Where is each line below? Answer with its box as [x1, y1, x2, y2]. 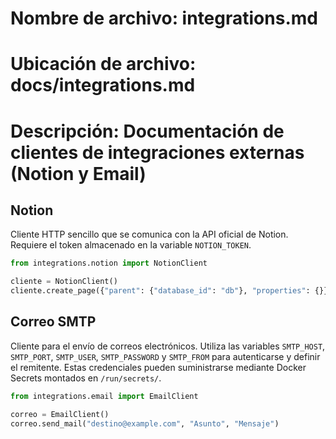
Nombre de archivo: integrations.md [10, 7, 318, 30]
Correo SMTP [10, 313, 97, 331]
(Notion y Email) [10, 162, 147, 185]
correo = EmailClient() [10, 409, 110, 419]
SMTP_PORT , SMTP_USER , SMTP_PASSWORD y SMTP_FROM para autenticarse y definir [10, 350, 321, 362]
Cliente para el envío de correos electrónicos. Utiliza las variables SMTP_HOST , [10, 340, 326, 352]
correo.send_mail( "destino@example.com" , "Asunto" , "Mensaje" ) [10, 418, 280, 429]
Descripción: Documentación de [10, 120, 285, 142]
